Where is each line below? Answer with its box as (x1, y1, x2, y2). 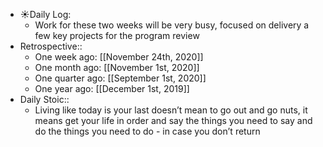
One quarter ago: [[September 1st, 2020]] (34, 72, 207, 84)
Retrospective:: (19, 40, 83, 52)
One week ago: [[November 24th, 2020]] (34, 51, 204, 63)
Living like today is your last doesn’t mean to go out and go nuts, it (34, 104, 308, 116)
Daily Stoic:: (19, 94, 70, 105)
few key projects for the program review (34, 30, 200, 41)
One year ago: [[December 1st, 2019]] (34, 83, 190, 94)
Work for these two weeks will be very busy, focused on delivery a (34, 19, 310, 31)
